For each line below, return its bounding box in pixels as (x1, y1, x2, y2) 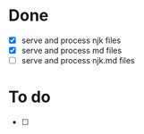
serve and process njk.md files (21, 55, 135, 66)
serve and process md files (21, 46, 123, 55)
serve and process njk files (21, 35, 122, 46)
